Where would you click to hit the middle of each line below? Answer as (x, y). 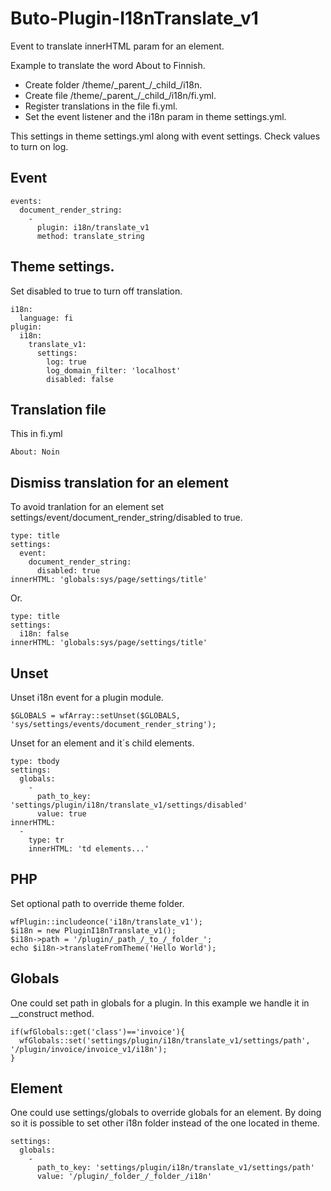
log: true (66, 362)
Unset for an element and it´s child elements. (102, 743)
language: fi (46, 318)
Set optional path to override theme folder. (97, 903)
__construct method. (52, 1013)
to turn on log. (39, 146)
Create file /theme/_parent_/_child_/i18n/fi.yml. (120, 95)
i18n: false (44, 634)
